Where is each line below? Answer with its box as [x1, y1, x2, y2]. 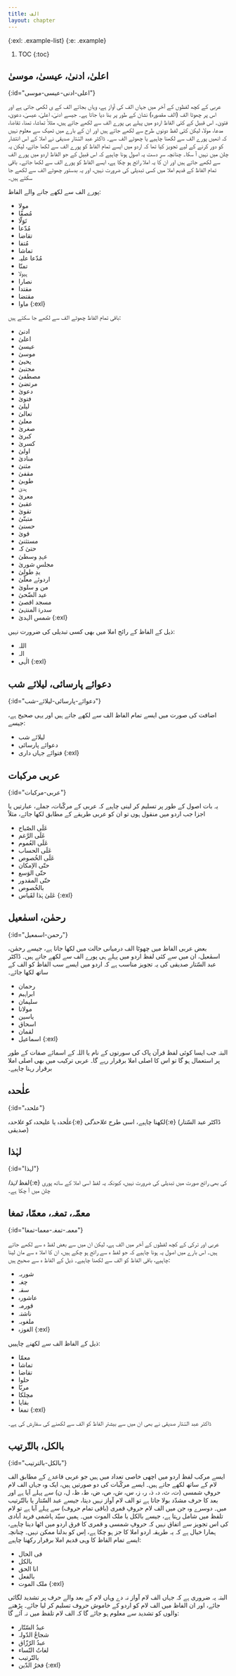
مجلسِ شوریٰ [18, 560, 54, 569]
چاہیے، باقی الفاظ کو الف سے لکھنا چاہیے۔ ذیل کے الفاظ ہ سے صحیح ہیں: [8, 1256, 171, 1264]
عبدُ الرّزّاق [18, 1639, 46, 1646]
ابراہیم [18, 989, 35, 998]
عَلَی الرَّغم [18, 831, 46, 839]
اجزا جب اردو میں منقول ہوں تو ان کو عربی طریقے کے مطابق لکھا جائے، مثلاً [8, 809, 206, 818]
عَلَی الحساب [18, 846, 52, 854]
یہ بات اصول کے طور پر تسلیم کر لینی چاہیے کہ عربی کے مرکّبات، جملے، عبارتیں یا [8, 801, 218, 810]
